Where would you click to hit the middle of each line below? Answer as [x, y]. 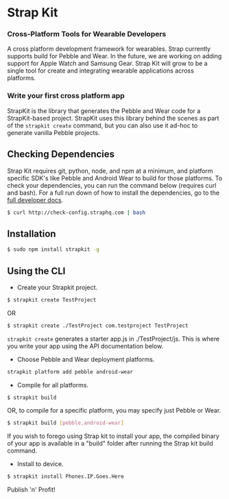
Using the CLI [36, 271]
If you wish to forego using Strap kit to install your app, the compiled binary [113, 436]
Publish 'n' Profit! [32, 490]
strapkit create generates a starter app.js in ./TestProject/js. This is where [113, 339]
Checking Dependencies [61, 155]
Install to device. [40, 464]
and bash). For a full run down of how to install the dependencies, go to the [113, 193]
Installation [32, 233]
